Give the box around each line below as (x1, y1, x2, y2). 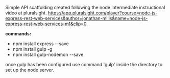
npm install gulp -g (12, 46, 53, 52)
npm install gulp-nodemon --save (12, 51, 84, 57)
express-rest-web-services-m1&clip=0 (5, 21, 87, 27)
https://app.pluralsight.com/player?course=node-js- (47, 10, 158, 16)
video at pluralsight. (5, 10, 47, 16)
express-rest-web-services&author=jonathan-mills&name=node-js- (5, 15, 148, 21)
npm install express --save (12, 41, 69, 47)
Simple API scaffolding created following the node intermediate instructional (5, 5, 165, 10)
